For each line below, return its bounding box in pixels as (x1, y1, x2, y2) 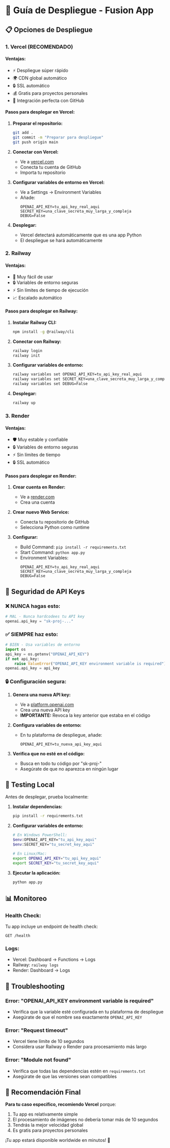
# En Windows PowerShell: (12, 832, 67, 838)
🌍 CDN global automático (12, 75, 67, 81)
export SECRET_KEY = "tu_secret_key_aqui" (12, 860, 99, 865)
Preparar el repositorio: (12, 120, 63, 126)
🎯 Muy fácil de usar (12, 273, 53, 280)
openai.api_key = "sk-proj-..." (5, 618, 73, 623)
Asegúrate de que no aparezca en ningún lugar (20, 766, 119, 772)
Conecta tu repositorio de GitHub (20, 519, 90, 525)
